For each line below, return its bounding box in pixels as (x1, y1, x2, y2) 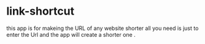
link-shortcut (6, 4, 75, 18)
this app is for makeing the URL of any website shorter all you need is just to (6, 24, 199, 32)
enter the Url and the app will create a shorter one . (6, 31, 136, 38)
